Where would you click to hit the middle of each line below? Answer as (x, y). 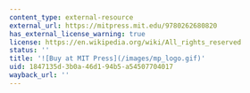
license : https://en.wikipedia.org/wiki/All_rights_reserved (125, 42)
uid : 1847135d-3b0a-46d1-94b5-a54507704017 (92, 67)
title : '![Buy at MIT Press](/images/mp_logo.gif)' (107, 58)
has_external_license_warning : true (77, 34)
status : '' (29, 50)
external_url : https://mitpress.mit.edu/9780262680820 (113, 26)
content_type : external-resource (71, 17)
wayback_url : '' (39, 75)
